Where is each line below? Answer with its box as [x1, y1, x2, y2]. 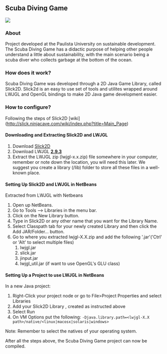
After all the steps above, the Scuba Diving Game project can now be [5, 338, 147, 344]
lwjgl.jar [19, 245, 36, 251]
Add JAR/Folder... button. [12, 229, 65, 235]
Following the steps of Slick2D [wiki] [5, 115, 80, 121]
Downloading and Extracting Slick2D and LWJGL [5, 132, 108, 138]
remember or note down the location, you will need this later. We [12, 159, 146, 165]
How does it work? [5, 70, 51, 77]
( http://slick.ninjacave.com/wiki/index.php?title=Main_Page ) [5, 120, 128, 127]
